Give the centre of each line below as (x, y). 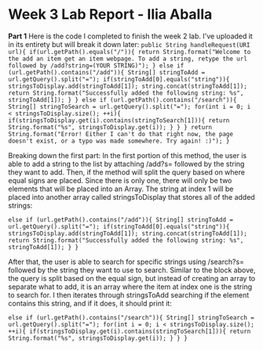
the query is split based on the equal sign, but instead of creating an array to (132, 278)
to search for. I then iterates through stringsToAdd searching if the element (129, 294)
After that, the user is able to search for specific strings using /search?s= (126, 262)
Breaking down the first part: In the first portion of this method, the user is (128, 155)
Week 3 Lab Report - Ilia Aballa (110, 14)
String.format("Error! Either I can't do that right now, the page (121, 134)
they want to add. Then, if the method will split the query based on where (127, 172)
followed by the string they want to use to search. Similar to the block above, (132, 270)
